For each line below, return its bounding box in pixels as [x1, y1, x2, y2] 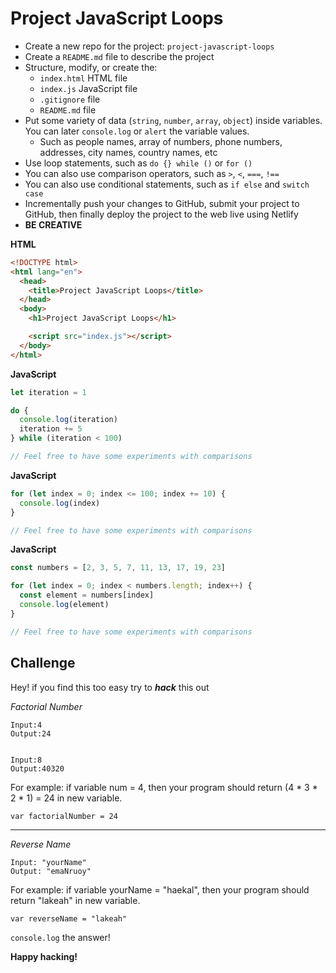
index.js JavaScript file [39, 82, 138, 94]
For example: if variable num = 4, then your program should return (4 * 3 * [10, 781, 318, 793]
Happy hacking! [10, 950, 78, 962]
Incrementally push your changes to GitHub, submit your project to [24, 197, 300, 209]
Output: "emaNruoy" [10, 866, 92, 876]
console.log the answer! [10, 931, 111, 943]
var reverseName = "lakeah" [10, 913, 128, 924]
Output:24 [10, 728, 52, 739]
